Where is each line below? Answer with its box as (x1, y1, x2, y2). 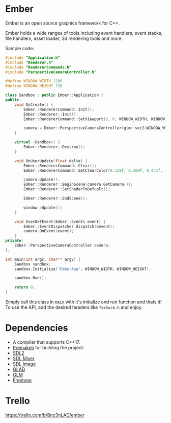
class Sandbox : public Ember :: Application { (5, 93, 103, 98)
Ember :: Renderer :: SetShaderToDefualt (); (23, 187, 110, 192)
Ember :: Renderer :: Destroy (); (23, 144, 85, 150)
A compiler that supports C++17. (12, 339, 80, 345)
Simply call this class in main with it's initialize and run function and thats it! (5, 299, 162, 305)
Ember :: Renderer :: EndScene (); (23, 196, 88, 201)
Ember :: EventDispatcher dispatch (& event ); (23, 224, 115, 229)
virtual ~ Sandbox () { (14, 140, 60, 145)
